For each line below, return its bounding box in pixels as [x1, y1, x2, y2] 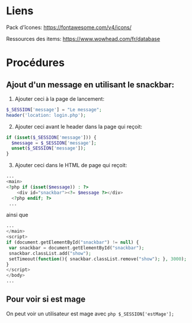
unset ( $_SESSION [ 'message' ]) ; [11, 145, 86, 152]
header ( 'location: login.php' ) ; [6, 112, 86, 118]
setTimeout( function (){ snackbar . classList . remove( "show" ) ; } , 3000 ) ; [8, 256, 187, 262]
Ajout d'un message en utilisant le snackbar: [6, 79, 175, 89]
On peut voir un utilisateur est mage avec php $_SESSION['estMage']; [6, 310, 175, 317]
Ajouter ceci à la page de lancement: [14, 95, 105, 102]
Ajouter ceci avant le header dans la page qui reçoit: [14, 123, 143, 130]
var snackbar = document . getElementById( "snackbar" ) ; [8, 245, 145, 251]
